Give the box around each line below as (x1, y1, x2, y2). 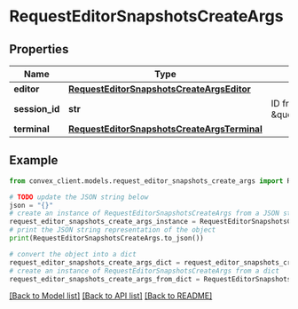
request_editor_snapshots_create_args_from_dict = (9, 274, 200, 283)
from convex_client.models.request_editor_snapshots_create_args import (9, 176, 284, 186)
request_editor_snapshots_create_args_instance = (9, 218, 197, 226)
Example (9, 153, 59, 168)
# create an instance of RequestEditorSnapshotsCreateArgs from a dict (9, 266, 279, 275)
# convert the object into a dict (9, 250, 137, 258)
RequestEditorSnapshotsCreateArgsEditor (67, 83, 251, 95)
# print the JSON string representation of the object (9, 226, 216, 234)
